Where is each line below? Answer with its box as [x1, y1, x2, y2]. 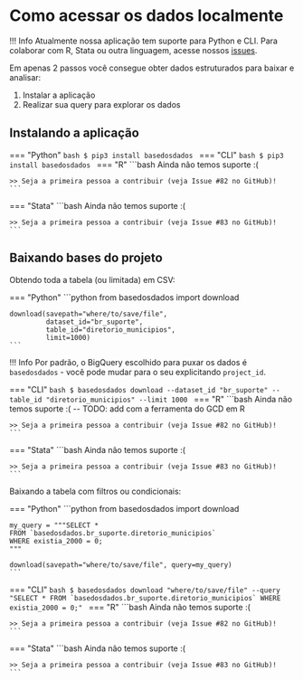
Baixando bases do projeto [9, 250, 163, 266]
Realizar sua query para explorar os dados [22, 99, 181, 109]
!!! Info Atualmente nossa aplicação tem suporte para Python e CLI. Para [9, 35, 279, 46]
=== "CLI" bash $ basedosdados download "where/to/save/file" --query [9, 584, 280, 595]
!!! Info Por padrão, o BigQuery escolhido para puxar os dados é [9, 356, 247, 367]
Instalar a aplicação [22, 90, 96, 100]
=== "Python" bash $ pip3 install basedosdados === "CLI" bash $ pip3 [9, 149, 284, 160]
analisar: [9, 71, 42, 82]
